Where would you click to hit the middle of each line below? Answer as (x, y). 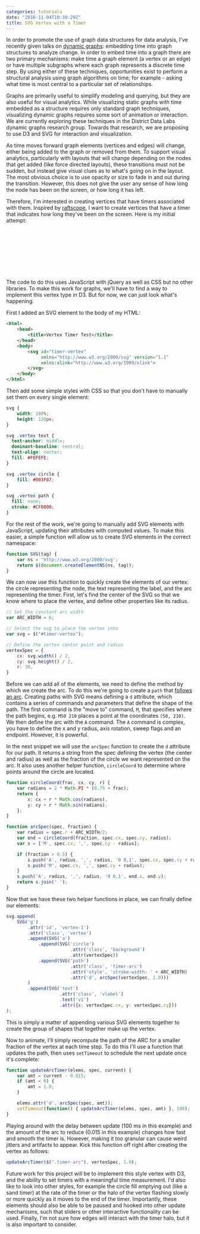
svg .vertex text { (30, 436)
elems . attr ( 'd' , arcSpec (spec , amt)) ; (65, 1103)
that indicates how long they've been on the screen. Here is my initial (91, 214)
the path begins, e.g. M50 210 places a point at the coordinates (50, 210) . (96, 716)
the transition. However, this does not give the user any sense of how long (97, 183)
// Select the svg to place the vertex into (62, 629)
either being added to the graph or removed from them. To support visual (96, 152)
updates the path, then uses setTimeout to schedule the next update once (96, 1053)
